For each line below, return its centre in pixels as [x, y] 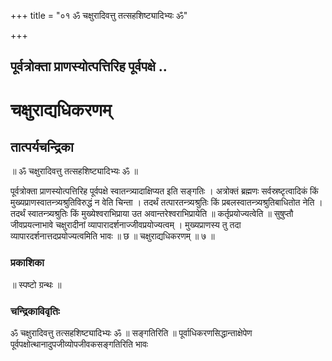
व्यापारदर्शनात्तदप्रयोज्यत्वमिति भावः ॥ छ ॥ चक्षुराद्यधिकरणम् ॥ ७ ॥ [112, 236]
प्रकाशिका [27, 263]
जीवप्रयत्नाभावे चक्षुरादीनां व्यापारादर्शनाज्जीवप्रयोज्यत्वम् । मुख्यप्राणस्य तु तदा [126, 225]
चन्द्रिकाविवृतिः [35, 311]
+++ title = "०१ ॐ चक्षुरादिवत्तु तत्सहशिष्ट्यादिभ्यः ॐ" [99, 15]
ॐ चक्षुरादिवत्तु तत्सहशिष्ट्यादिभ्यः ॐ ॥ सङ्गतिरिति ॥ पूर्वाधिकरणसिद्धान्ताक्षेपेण [131, 332]
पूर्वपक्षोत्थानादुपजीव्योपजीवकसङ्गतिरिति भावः [79, 344]
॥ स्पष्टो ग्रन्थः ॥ [36, 284]
